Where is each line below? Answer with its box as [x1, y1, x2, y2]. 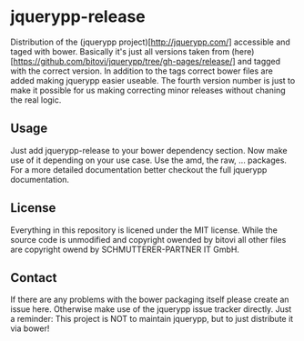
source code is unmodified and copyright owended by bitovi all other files [10, 234, 287, 245]
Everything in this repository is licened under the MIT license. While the [10, 225, 279, 236]
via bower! [10, 323, 50, 334]
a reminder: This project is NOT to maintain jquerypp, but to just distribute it [10, 314, 294, 325]
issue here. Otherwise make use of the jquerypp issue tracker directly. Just [10, 304, 292, 315]
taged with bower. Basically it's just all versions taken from [10, 45, 230, 56]
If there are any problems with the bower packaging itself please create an [10, 294, 289, 306]
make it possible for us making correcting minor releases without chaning [10, 85, 286, 95]
